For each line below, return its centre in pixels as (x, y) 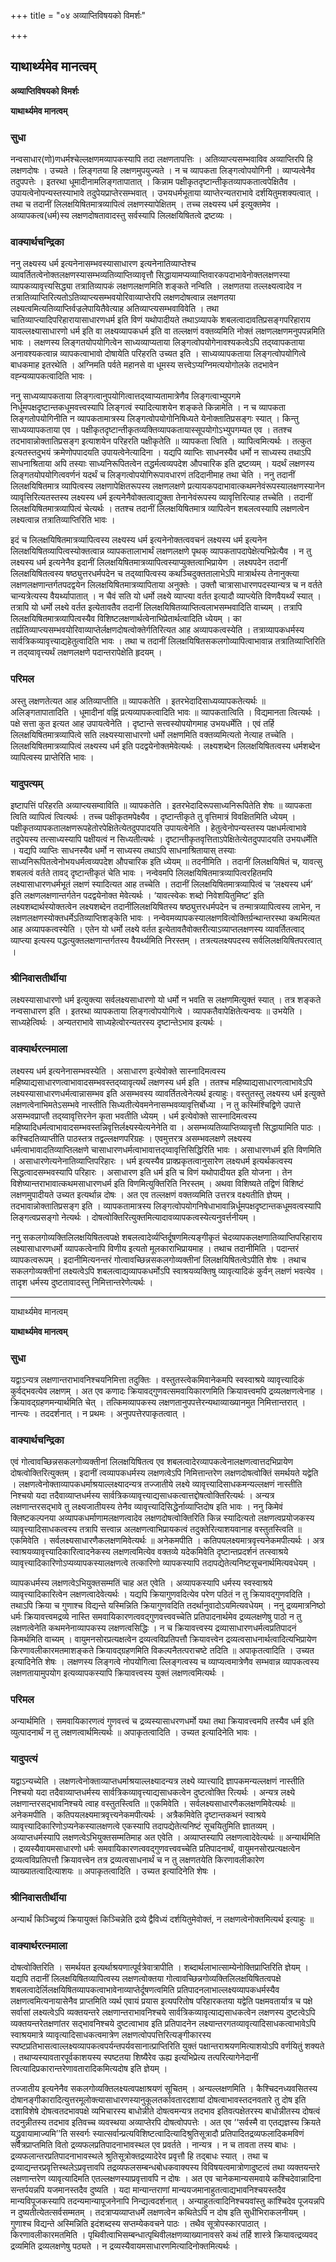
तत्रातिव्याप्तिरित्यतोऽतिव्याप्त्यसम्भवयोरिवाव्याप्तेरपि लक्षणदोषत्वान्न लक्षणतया (123, 297)
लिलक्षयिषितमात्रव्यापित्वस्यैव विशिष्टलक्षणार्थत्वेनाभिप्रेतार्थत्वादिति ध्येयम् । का (126, 619)
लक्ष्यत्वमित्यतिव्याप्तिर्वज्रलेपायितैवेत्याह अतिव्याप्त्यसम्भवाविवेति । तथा (115, 309)
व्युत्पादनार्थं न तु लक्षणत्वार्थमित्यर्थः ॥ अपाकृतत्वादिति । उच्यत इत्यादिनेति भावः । (134, 1732)
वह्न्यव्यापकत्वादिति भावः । (51, 376)
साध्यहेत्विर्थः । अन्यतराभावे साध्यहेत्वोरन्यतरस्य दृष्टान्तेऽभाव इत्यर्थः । (116, 1022)
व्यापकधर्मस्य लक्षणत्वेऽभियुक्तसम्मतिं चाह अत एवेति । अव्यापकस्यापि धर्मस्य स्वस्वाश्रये (141, 1583)
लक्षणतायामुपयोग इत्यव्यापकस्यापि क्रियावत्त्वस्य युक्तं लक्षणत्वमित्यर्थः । (117, 1673)
